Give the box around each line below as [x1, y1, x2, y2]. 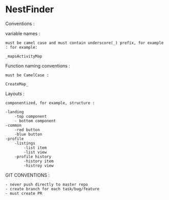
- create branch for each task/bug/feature [5, 186, 100, 191]
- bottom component [14, 118, 56, 123]
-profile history [14, 154, 52, 159]
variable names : [5, 30, 40, 36]
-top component [14, 114, 47, 119]
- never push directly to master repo [5, 182, 88, 187]
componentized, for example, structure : [5, 100, 95, 105]
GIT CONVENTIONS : [5, 172, 50, 178]
